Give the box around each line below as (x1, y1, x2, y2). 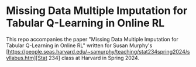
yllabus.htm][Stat (6, 54, 48, 61)
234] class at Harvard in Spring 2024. (49, 54, 139, 61)
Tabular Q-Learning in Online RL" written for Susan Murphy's (6, 42, 153, 49)
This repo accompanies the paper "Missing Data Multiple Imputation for (6, 36, 178, 43)
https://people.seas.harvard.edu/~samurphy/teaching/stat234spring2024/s (8, 48, 190, 55)
